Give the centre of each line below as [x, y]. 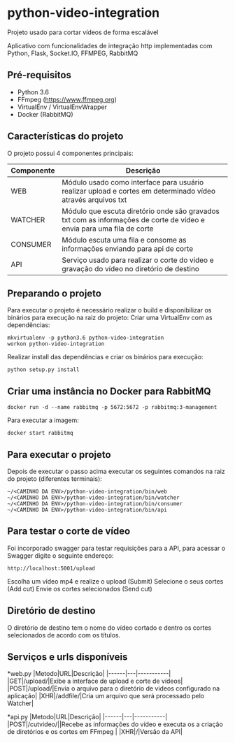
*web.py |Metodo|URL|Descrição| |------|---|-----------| [89, 674]
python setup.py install [43, 370]
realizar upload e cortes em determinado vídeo [138, 191]
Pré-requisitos [40, 75]
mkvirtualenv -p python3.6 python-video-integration [86, 338]
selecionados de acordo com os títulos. [64, 635]
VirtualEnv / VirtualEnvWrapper [62, 107]
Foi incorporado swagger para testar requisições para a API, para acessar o [116, 548]
